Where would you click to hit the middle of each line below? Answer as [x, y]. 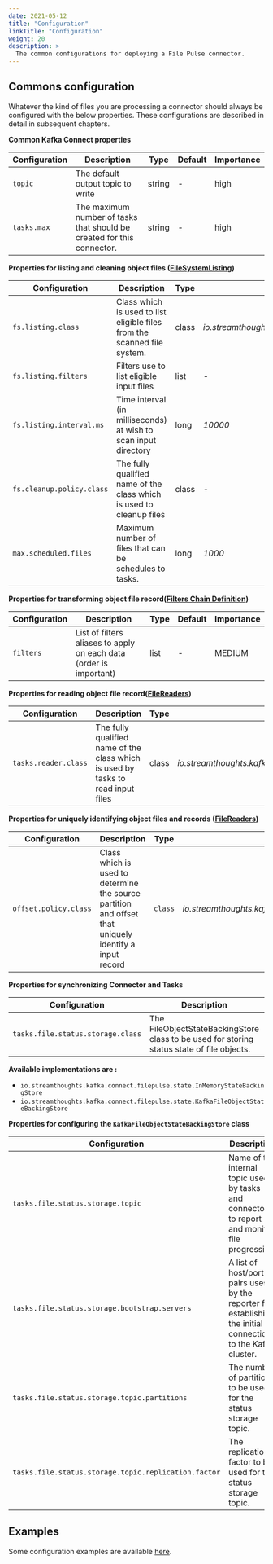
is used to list [141, 312]
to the [240, 1343]
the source [120, 893]
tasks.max [31, 227]
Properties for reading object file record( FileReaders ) [100, 693]
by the [241, 1293]
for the [241, 1398]
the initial [246, 1323]
